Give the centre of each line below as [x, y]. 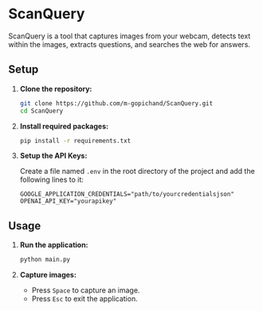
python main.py [45, 260]
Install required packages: [64, 126]
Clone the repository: [56, 89]
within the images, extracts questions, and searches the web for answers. [130, 44]
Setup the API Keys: [53, 155]
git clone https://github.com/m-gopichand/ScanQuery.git [116, 103]
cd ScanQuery [41, 111]
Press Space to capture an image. [86, 290]
